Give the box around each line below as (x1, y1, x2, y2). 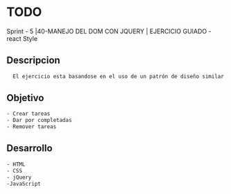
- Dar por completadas (6, 117, 72, 124)
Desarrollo (6, 143, 53, 155)
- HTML (6, 161, 26, 168)
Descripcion (6, 55, 60, 67)
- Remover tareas (6, 123, 57, 130)
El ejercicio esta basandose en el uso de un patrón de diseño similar (12, 73, 225, 80)
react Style (6, 34, 38, 42)
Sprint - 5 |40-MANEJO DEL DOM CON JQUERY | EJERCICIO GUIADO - (6, 27, 212, 35)
